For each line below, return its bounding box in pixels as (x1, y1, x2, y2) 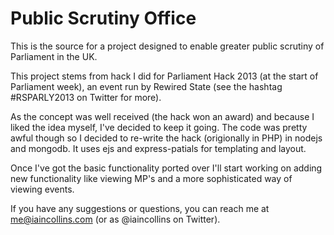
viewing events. (10, 183, 75, 195)
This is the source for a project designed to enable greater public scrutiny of (10, 40, 325, 52)
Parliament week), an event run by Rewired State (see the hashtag (10, 80, 283, 92)
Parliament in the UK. (10, 50, 98, 62)
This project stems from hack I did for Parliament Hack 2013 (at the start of (10, 70, 319, 82)
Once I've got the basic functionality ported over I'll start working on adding (10, 162, 323, 174)
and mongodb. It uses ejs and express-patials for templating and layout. (10, 142, 307, 154)
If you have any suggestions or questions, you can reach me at (10, 202, 270, 214)
